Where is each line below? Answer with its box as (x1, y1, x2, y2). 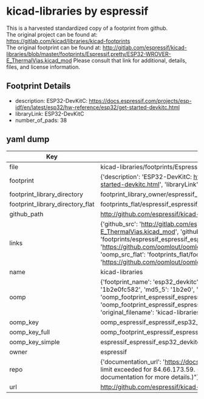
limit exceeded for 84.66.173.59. (100, 365, 195, 373)
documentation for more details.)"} (100, 373, 199, 381)
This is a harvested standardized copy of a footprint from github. (6, 24, 168, 32)
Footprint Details (6, 81, 71, 91)
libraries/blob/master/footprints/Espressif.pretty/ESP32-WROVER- (6, 50, 171, 57)
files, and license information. (6, 63, 80, 71)
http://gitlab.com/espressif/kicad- (102, 44, 187, 51)
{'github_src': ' (100, 219, 141, 228)
